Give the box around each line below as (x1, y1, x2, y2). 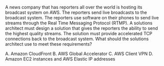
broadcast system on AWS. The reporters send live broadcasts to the (5, 9, 147, 15)
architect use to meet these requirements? (5, 41, 92, 47)
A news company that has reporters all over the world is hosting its (5, 4, 143, 10)
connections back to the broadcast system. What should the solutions (5, 36, 149, 42)
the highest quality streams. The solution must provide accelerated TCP (5, 31, 153, 36)
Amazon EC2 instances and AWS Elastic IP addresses (5, 56, 116, 62)
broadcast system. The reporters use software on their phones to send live (5, 15, 159, 20)
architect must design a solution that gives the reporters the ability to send (5, 25, 158, 31)
